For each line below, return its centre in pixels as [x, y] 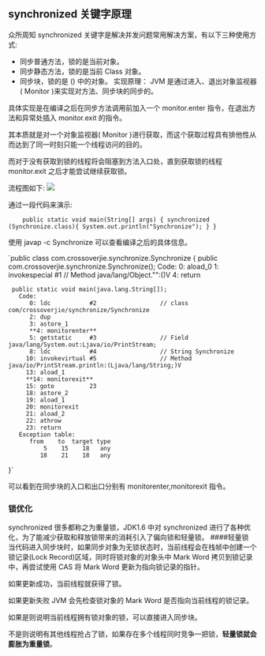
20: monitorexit [52, 407]
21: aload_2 [45, 413]
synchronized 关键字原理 [70, 14]
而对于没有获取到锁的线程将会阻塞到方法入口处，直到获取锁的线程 [115, 161]
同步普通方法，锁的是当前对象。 [71, 61]
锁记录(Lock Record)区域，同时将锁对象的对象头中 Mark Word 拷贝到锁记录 [131, 557]
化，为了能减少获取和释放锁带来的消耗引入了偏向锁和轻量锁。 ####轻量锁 [129, 537]
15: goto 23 [61, 386]
